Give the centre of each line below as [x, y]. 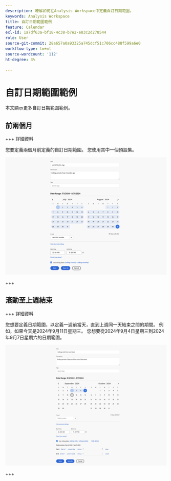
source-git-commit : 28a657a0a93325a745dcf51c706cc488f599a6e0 [73, 44]
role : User [17, 38]
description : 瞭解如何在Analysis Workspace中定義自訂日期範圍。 [70, 11]
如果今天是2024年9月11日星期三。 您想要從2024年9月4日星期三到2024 [89, 331]
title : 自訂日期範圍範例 [29, 22]
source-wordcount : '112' [32, 54]
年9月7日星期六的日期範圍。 [35, 337]
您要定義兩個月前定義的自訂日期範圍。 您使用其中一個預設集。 [71, 150]
